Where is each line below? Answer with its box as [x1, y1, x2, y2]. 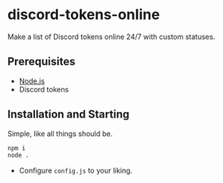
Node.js [18, 76, 45, 85]
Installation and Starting [7, 107, 130, 121]
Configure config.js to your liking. [18, 165, 133, 176]
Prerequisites [7, 55, 76, 68]
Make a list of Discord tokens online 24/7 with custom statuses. [7, 32, 216, 41]
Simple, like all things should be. [7, 129, 113, 138]
